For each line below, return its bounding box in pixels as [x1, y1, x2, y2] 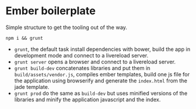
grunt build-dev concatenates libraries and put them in [14, 64, 151, 72]
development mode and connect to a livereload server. [14, 52, 149, 59]
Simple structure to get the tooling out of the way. [5, 24, 127, 31]
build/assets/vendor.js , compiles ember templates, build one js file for [14, 70, 190, 78]
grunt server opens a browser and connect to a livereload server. [14, 58, 176, 65]
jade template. [14, 83, 50, 90]
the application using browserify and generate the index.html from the [14, 77, 188, 84]
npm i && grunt [5, 35, 43, 41]
